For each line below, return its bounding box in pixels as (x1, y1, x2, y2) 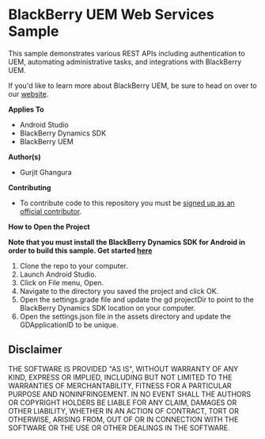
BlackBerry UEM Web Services (8, 6, 215, 24)
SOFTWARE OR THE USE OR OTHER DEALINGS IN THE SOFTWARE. (8, 422, 230, 433)
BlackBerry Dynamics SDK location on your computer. (19, 303, 196, 312)
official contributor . (19, 206, 82, 216)
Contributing (8, 182, 51, 192)
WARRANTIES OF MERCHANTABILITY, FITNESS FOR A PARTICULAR (8, 380, 232, 390)
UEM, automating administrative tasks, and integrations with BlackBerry (8, 57, 242, 67)
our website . (8, 89, 49, 98)
